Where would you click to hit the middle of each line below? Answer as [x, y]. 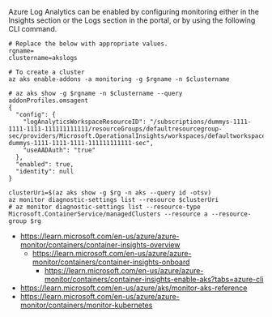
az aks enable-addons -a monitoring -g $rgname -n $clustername [119, 79]
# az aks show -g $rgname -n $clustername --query [96, 93]
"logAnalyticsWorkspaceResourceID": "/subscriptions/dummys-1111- [137, 122]
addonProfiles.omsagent [49, 101]
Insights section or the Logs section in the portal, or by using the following [132, 20]
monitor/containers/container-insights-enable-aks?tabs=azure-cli [154, 279]
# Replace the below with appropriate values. [88, 44]
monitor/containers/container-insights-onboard [111, 262]
